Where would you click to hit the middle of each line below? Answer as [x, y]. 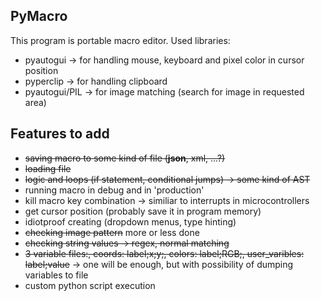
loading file [48, 168]
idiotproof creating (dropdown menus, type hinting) [130, 221]
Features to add [60, 134]
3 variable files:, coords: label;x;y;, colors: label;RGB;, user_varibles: [164, 253]
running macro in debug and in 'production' [114, 190]
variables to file [56, 275]
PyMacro [39, 16]
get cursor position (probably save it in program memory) [143, 211]
